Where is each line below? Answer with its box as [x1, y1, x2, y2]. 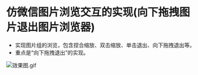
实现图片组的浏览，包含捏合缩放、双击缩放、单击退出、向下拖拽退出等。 [14, 41, 195, 49]
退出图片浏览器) [17, 20, 95, 34]
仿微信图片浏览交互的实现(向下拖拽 [6, 5, 180, 19]
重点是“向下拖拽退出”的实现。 [14, 49, 89, 56]
